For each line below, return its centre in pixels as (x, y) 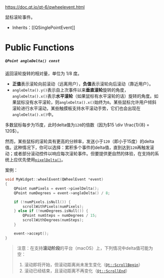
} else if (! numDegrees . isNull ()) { (51, 211)
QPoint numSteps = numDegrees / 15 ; (60, 216)
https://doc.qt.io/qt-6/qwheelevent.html (45, 7)
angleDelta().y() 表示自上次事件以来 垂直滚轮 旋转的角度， (70, 90)
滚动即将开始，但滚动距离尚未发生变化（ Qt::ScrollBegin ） (83, 264)
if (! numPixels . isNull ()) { (42, 202)
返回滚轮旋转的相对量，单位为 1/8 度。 (43, 73)
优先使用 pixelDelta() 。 (42, 160)
